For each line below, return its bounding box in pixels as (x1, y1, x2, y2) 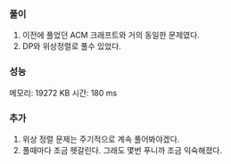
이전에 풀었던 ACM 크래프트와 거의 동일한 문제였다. (21, 29, 201, 41)
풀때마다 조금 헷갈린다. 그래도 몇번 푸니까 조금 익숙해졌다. (21, 144, 223, 155)
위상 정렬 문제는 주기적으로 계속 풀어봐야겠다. (21, 134, 180, 144)
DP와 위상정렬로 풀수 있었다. (21, 41, 122, 52)
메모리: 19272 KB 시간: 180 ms (9, 87, 118, 98)
